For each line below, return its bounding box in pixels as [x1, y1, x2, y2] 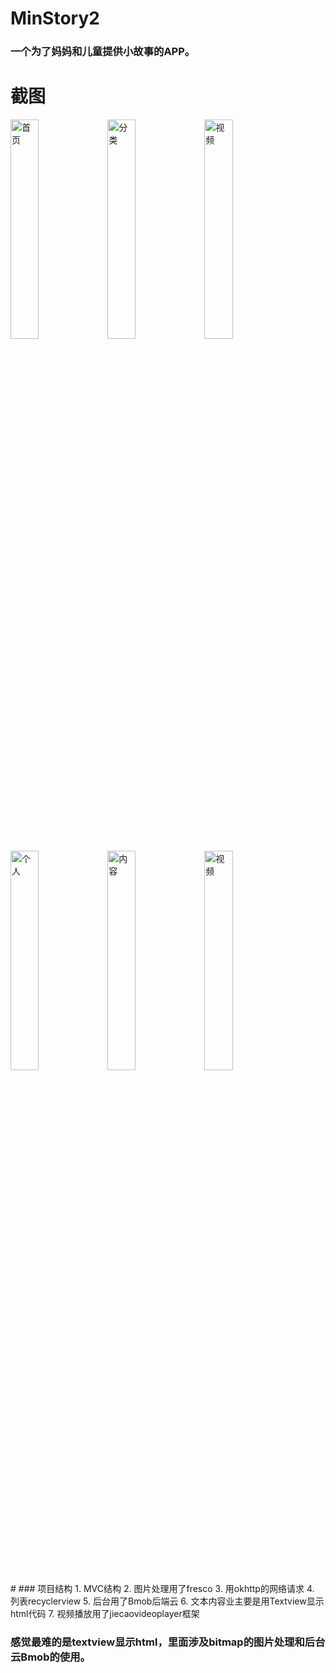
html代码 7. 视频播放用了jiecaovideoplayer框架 [10, 1608, 200, 1620]
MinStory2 [10, 7, 100, 30]
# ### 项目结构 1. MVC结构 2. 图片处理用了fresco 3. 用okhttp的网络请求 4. [10, 1583, 315, 1595]
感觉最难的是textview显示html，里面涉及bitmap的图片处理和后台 [10, 1635, 326, 1649]
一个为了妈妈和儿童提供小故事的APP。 [10, 45, 196, 59]
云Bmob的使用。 [10, 1650, 91, 1664]
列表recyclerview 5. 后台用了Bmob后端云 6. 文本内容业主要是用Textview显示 [10, 1595, 325, 1607]
